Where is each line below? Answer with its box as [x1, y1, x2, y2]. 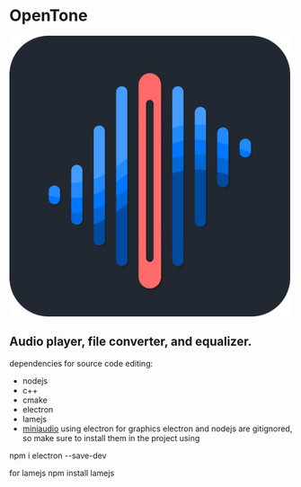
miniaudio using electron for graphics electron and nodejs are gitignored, [22, 423, 293, 434]
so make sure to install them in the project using [22, 432, 200, 443]
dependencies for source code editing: [9, 358, 154, 368]
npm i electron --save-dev [9, 450, 107, 461]
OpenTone [9, 5, 88, 26]
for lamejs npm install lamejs [9, 467, 115, 478]
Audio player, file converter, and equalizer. [9, 334, 252, 350]
